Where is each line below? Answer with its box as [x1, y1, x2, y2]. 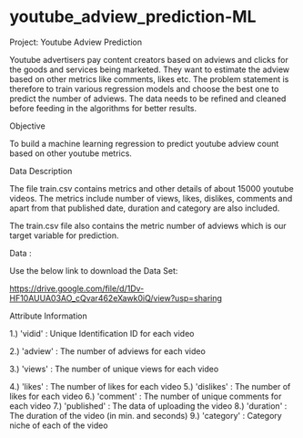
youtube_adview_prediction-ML [9, 6, 257, 27]
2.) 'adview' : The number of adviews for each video [9, 345, 207, 357]
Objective [9, 120, 45, 131]
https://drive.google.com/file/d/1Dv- [9, 283, 145, 294]
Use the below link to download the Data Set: [9, 265, 178, 276]
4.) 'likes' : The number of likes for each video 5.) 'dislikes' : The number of [9, 381, 291, 391]
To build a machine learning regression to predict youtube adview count [9, 138, 279, 149]
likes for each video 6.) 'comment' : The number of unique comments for [9, 391, 282, 401]
